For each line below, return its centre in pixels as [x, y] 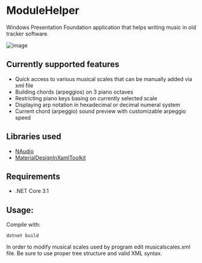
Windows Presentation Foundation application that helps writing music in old [101, 27]
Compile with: [24, 225]
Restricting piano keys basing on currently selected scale [86, 98]
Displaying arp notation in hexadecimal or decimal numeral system [97, 105]
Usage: [20, 210]
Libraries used [34, 137]
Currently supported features [63, 64]
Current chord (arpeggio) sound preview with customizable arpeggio [100, 111]
